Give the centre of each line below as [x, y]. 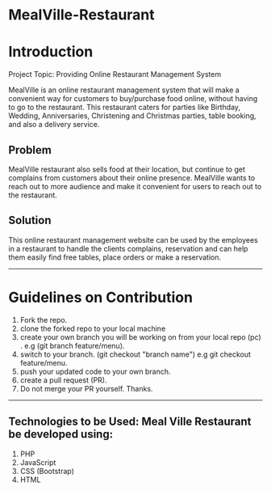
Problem [30, 150]
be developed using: [61, 434]
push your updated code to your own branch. [95, 371]
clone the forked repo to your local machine [93, 328]
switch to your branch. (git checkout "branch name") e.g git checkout [135, 354]
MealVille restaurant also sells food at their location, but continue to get [127, 169]
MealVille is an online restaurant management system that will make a [124, 90]
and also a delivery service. [54, 125]
